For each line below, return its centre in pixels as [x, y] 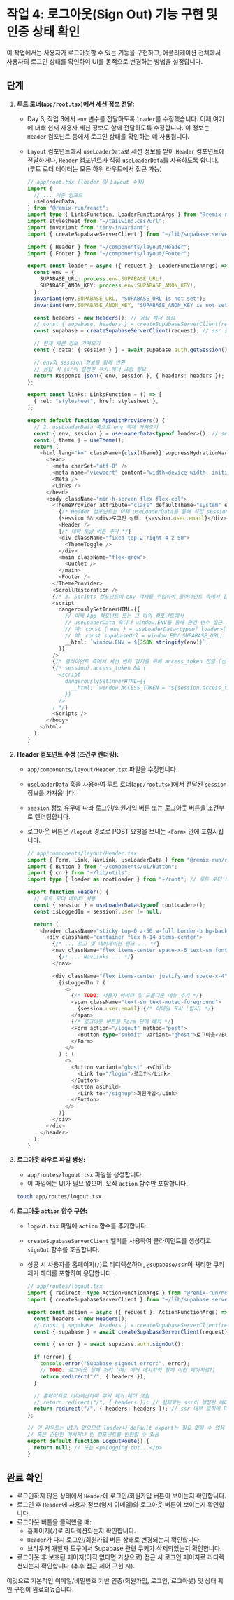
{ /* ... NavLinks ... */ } [96, 957]
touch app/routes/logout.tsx [59, 1197]
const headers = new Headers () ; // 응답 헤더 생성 [104, 318]
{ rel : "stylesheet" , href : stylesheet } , [96, 401]
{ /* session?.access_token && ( [99, 668]
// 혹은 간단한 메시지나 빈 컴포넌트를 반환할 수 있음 [93, 1435]
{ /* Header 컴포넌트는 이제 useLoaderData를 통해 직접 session [144, 512]
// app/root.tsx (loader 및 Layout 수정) [86, 182]
